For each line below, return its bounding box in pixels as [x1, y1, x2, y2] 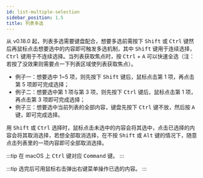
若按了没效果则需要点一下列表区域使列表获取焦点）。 [6, 60, 136, 67]
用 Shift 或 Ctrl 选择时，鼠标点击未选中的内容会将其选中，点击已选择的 [6, 124, 190, 131]
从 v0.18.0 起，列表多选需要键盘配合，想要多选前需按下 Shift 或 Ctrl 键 [6, 38, 189, 45]
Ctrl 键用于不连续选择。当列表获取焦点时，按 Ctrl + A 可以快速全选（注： [6, 53, 195, 60]
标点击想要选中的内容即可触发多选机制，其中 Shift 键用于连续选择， [22, 45, 196, 52]
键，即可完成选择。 [15, 111, 64, 118]
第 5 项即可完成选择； [15, 81, 70, 88]
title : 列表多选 [6, 20, 44, 26]
